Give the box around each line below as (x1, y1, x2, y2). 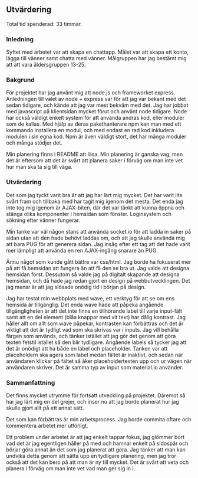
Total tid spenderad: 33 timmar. (6, 20, 82, 27)
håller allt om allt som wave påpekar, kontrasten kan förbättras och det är (6, 320, 184, 327)
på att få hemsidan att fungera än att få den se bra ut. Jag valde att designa (6, 264, 190, 271)
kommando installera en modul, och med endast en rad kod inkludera (6, 127, 174, 134)
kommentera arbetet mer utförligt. (6, 422, 88, 429)
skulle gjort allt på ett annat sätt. (6, 404, 84, 411)
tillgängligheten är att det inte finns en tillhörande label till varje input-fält (6, 307, 183, 315)
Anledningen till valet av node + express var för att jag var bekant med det (6, 96, 186, 103)
